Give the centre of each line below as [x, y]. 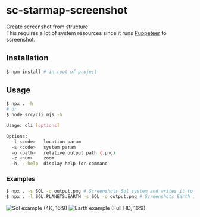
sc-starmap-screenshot [67, 10]
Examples [21, 179]
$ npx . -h [20, 104]
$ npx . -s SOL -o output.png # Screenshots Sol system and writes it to [100, 191]
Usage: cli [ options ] [33, 126]
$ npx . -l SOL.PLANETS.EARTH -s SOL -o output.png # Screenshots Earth [98, 197]
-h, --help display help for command [60, 164]
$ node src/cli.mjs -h [34, 115]
